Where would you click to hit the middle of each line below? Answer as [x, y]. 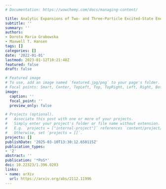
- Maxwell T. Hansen [26, 42]
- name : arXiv [20, 174]
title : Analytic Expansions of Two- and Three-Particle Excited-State [79, 19]
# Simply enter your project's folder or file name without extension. [83, 124]
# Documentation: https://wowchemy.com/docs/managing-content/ [72, 10]
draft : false [19, 69]
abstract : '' [19, 156]
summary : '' [17, 28]
